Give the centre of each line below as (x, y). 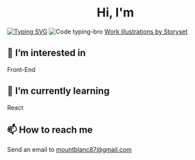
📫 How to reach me (50, 130)
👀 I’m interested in (46, 53)
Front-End (21, 69)
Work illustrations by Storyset (146, 31)
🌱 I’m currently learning (58, 91)
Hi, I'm (115, 13)
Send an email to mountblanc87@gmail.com (69, 150)
